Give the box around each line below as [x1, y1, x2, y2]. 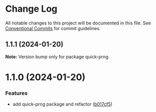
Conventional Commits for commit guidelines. [5, 25, 101, 31]
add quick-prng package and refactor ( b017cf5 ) [12, 101, 113, 107]
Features [5, 90, 28, 97]
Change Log [5, 3, 57, 15]
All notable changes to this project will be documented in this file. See [5, 20, 151, 26]
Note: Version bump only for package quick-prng [5, 53, 109, 60]
